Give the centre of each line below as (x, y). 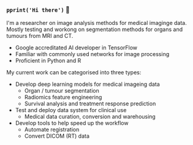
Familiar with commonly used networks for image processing (92, 54)
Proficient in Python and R (48, 61)
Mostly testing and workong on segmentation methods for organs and (94, 29)
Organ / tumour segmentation (62, 91)
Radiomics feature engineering (63, 97)
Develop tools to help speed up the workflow (72, 123)
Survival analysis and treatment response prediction (90, 104)
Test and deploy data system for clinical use (71, 110)
